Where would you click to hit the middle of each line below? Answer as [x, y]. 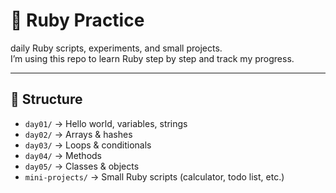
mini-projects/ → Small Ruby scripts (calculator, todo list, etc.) [154, 176]
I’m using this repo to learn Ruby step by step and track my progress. [152, 58]
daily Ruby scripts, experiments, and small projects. [116, 48]
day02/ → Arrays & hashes [78, 134]
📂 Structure [46, 99]
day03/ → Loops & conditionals [88, 145]
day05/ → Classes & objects [82, 166]
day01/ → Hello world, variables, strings [106, 123]
